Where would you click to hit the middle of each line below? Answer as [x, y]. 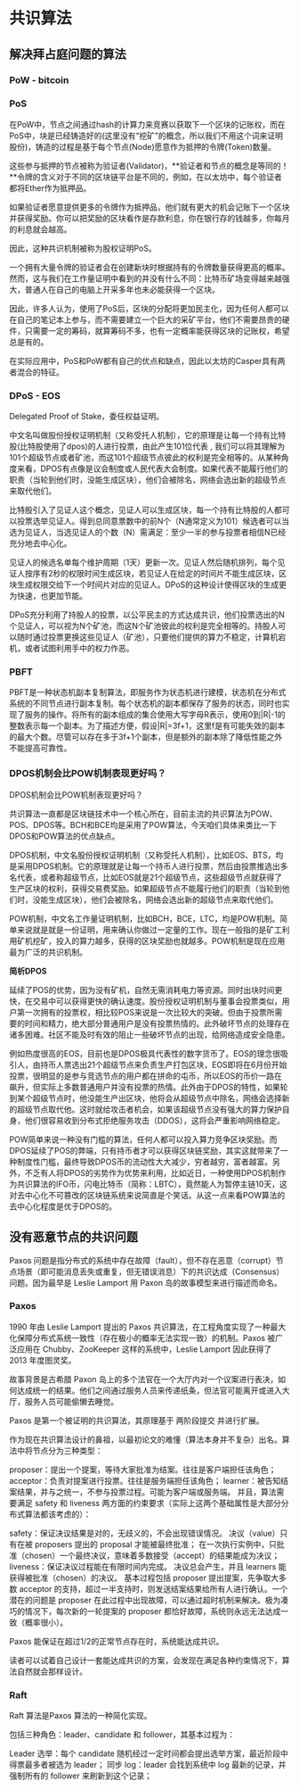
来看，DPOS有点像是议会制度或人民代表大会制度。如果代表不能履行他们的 [152, 468]
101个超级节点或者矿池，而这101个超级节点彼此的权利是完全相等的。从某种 [145, 458]
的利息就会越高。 [40, 229]
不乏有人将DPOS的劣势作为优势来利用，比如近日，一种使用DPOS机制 [151, 1172]
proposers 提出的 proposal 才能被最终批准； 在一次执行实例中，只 [156, 1544]
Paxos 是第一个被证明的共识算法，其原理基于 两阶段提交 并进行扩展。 [137, 1420]
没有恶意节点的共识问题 [73, 1237]
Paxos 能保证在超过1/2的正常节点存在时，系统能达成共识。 [117, 1641]
